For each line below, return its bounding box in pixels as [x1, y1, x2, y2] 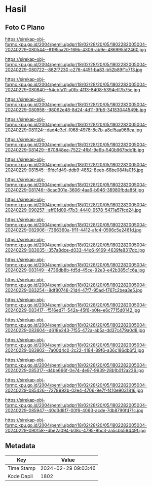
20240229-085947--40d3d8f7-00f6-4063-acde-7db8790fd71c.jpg [5, 408, 144, 413]
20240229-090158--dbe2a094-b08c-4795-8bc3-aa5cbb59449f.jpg [5, 428, 146, 433]
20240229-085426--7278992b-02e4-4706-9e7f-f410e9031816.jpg [5, 387, 143, 393]
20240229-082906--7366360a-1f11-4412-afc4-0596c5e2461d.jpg [5, 227, 142, 233]
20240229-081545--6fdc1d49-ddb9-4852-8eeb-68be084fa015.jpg [5, 167, 144, 173]
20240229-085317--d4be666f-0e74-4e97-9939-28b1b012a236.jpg [5, 368, 144, 373]
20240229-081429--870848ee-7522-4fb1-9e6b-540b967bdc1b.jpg [5, 147, 145, 152]
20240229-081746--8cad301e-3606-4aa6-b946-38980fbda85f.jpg [5, 187, 144, 193]
